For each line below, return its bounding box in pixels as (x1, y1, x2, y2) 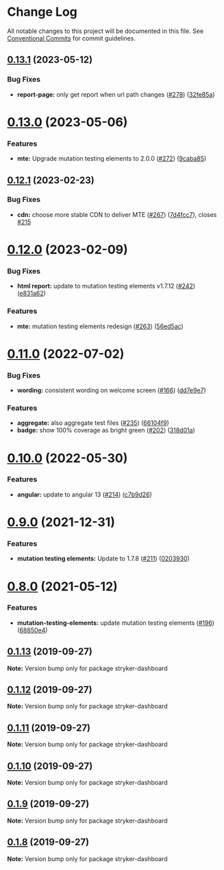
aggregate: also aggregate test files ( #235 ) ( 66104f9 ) (16, 419, 169, 427)
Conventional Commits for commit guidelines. (7, 34, 136, 42)
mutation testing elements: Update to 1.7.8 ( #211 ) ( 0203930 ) (16, 554, 190, 563)
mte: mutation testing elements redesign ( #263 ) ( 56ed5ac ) (16, 322, 184, 330)
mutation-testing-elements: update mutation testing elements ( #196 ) (16, 619, 214, 627)
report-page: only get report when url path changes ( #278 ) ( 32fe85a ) (16, 90, 215, 98)
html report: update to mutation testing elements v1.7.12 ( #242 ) (16, 282, 196, 290)
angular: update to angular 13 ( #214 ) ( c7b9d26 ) (16, 490, 153, 499)
